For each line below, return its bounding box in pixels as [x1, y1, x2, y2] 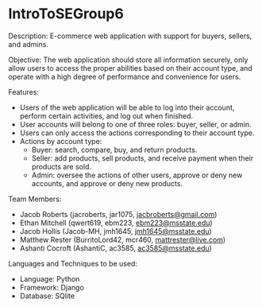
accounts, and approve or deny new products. [31, 178, 183, 188]
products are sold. [31, 161, 91, 171]
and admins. [8, 39, 49, 49]
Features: [8, 87, 40, 96]
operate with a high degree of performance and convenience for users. [8, 72, 241, 81]
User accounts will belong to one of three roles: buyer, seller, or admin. [19, 119, 252, 129]
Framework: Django [19, 282, 85, 292]
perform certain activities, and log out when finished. [19, 111, 194, 120]
